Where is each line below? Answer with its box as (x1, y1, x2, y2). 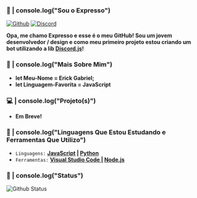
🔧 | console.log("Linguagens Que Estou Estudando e (6, 128, 166, 136)
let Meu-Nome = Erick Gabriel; (15, 74, 95, 82)
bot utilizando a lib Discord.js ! (6, 45, 84, 52)
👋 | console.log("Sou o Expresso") (6, 6, 110, 15)
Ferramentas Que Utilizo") (6, 135, 86, 144)
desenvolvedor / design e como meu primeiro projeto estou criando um (6, 39, 191, 46)
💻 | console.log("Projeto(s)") (6, 96, 96, 105)
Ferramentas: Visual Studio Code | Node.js (15, 156, 125, 164)
